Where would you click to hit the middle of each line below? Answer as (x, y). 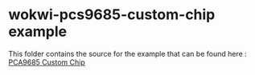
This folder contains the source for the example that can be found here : (127, 53)
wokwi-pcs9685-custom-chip (112, 15)
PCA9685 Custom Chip (47, 62)
